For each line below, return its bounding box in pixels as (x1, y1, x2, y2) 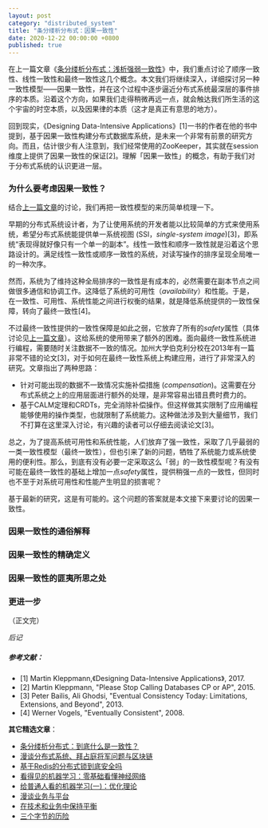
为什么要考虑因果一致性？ (8, 183, 107, 194)
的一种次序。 (8, 259, 50, 269)
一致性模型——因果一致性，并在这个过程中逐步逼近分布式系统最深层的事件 (8, 85, 253, 94)
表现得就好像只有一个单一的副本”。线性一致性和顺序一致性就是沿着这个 (18, 240, 253, 249)
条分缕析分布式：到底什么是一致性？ (19, 742, 140, 751)
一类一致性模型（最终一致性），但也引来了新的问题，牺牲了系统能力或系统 (8, 447, 250, 457)
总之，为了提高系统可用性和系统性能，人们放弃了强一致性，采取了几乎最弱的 (8, 437, 260, 447)
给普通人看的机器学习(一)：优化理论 (19, 782, 138, 791)
